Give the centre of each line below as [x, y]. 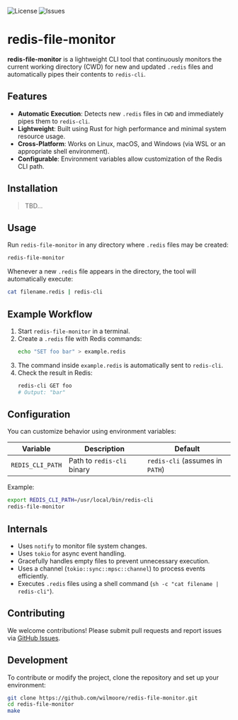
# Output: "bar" [41, 392]
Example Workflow [50, 314]
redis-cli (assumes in [185, 461]
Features [27, 97]
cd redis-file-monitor [41, 704]
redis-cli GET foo [45, 386]
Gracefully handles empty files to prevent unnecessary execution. [114, 561]
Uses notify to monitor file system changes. [82, 546]
